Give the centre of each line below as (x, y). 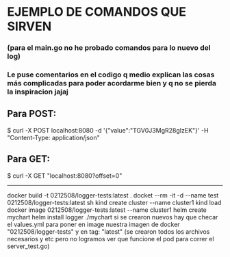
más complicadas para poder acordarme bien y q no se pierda (112, 83)
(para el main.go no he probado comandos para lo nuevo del (109, 48)
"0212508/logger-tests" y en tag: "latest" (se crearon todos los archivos (108, 231)
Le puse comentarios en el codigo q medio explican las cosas (111, 75)
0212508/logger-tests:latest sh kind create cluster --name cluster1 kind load (114, 202)
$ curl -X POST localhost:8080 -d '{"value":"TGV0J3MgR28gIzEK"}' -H (108, 130)
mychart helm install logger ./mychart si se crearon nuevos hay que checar (113, 217)
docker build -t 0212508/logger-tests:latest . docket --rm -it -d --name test (113, 195)
